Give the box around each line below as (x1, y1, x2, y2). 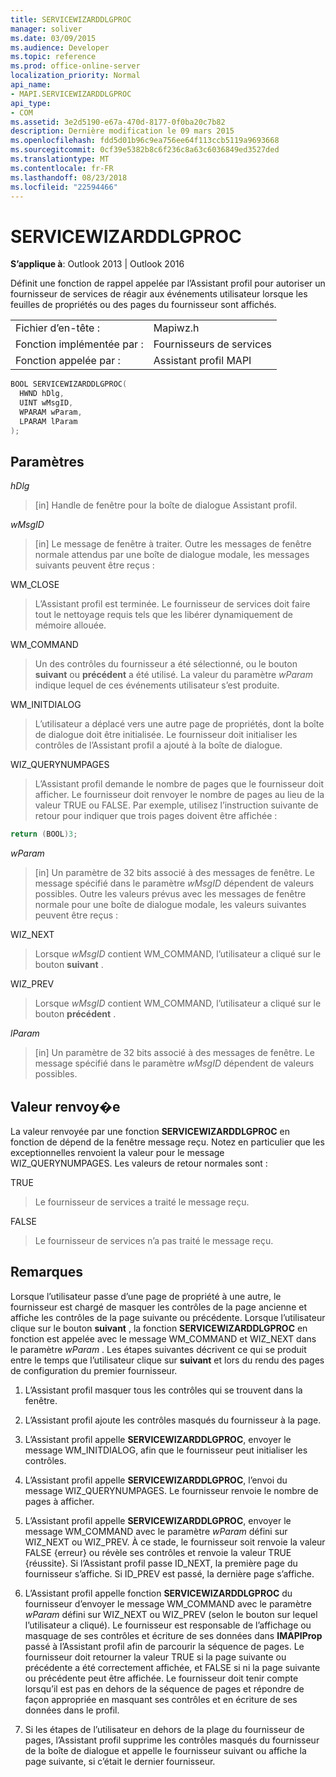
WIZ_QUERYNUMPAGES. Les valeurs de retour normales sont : (10, 1157, 268, 1170)
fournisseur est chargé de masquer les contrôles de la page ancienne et (10, 1301, 307, 1313)
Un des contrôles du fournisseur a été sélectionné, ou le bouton (34, 658, 298, 670)
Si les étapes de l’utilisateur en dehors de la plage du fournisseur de (24, 1723, 305, 1735)
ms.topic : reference (10, 52, 97, 62)
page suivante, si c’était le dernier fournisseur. (24, 1755, 216, 1767)
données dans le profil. (24, 1704, 120, 1716)
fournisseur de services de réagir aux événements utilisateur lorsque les (10, 288, 308, 300)
